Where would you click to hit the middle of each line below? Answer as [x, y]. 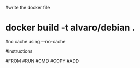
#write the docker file [28, 7]
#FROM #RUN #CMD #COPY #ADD [42, 61]
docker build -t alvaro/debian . [70, 28]
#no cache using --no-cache [35, 41]
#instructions [19, 51]
